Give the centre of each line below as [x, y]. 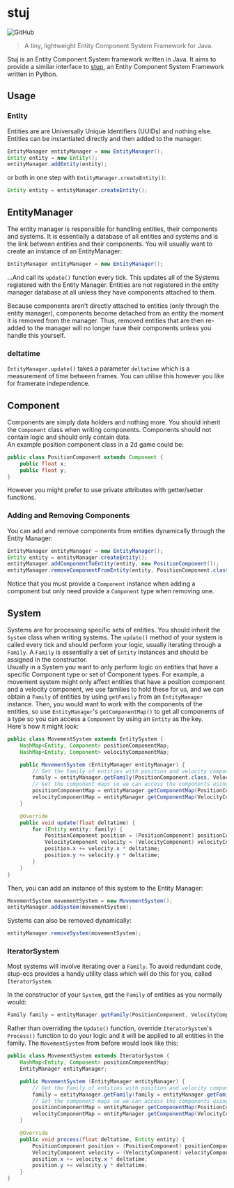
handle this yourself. [36, 335]
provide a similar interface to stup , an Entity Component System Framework [116, 66]
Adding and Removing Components [69, 516]
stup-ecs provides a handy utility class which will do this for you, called [110, 974]
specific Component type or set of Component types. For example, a [106, 674]
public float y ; [44, 470]
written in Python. [32, 74]
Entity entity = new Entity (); [53, 158]
